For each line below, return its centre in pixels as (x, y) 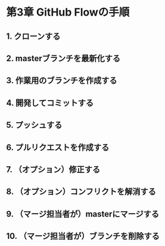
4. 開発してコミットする (50, 103)
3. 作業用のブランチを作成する (62, 81)
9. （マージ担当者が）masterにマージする (83, 214)
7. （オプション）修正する (53, 169)
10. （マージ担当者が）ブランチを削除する (83, 236)
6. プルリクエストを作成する (58, 147)
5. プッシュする (34, 125)
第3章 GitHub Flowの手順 (68, 12)
